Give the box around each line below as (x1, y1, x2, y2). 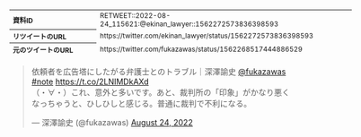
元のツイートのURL (13, 46, 74, 55)
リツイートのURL (13, 32, 67, 41)
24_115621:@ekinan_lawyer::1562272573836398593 (100, 19, 278, 29)
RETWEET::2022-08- (100, 11, 171, 20)
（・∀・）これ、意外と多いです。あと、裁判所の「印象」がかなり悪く (31, 87, 290, 98)
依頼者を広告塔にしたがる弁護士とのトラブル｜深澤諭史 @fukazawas (31, 66, 286, 77)
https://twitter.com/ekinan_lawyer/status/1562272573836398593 (100, 31, 314, 41)
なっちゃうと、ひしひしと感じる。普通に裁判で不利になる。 (31, 98, 252, 108)
